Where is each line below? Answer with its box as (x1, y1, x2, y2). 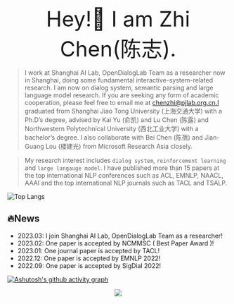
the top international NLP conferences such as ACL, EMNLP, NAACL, (24, 171, 223, 179)
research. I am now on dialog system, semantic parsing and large (24, 83, 214, 92)
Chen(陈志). (59, 35, 177, 62)
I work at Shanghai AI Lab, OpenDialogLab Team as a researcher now (24, 68, 226, 77)
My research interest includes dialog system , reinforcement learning (24, 157, 226, 164)
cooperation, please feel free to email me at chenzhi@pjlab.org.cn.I (24, 99, 219, 107)
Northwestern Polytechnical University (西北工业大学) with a (24, 125, 199, 133)
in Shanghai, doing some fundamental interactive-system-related (24, 76, 214, 84)
